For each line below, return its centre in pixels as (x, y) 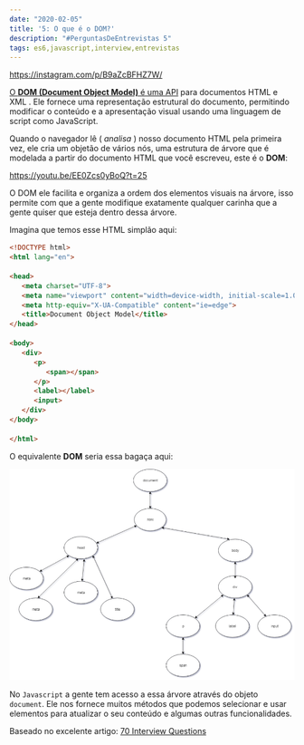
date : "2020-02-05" (46, 19)
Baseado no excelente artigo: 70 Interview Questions (108, 731)
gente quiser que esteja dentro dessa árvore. (93, 212)
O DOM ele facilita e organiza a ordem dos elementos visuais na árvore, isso (152, 193)
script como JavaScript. (54, 121)
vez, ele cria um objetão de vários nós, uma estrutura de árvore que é (139, 149)
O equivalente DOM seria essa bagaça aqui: (91, 456)
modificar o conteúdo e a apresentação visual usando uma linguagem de (145, 111)
